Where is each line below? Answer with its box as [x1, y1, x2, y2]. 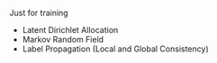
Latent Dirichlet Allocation [22, 25, 119, 35]
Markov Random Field [22, 35, 104, 44]
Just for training [9, 8, 69, 18]
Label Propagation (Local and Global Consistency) [22, 43, 209, 54]
